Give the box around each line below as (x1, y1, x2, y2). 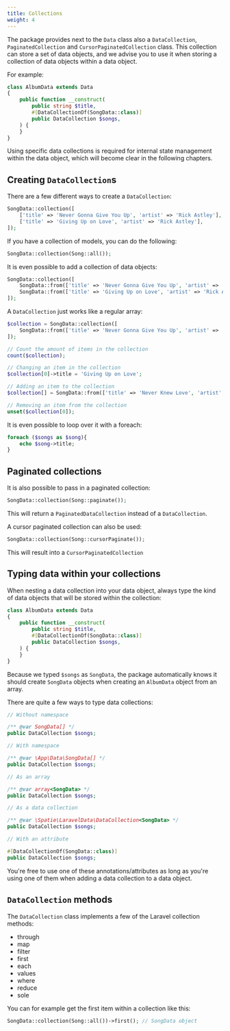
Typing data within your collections (7, 568, 161, 580)
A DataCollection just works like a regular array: (7, 308, 143, 316)
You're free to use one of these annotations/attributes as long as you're (7, 867, 209, 875)
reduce (16, 984, 38, 992)
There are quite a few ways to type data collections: (7, 698, 154, 706)
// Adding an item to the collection (7, 383, 115, 390)
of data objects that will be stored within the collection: (7, 593, 162, 601)
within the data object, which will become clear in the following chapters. (7, 154, 213, 162)
